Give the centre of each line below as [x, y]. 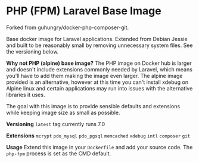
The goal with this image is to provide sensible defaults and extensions [93, 106]
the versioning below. [32, 51]
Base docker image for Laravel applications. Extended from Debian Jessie [97, 39]
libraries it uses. [26, 95]
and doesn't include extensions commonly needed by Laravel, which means [99, 69]
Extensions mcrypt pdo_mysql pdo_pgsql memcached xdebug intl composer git [98, 136]
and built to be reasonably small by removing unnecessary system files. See [99, 45]
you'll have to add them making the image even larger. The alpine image [94, 76]
